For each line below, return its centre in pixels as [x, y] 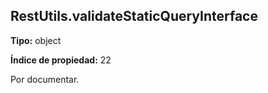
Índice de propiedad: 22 [61, 60]
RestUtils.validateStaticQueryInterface [134, 16]
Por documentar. [45, 79]
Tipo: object [36, 40]
